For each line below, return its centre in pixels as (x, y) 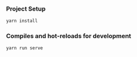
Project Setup (26, 9)
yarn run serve (25, 48)
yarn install (22, 21)
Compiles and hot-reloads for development (69, 36)
